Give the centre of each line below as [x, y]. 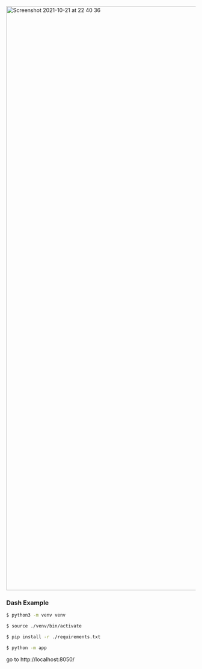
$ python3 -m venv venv [36, 615]
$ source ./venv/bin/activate [44, 626]
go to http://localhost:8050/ [41, 659]
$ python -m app [26, 648]
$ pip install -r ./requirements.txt [54, 637]
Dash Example [28, 603]
